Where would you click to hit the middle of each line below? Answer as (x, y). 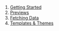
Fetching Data (24, 18)
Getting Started (25, 7)
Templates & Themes (32, 23)
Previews (19, 12)
